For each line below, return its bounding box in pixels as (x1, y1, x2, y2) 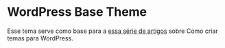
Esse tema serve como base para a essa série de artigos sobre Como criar (7, 27, 218, 35)
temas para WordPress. (7, 34, 73, 42)
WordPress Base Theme (7, 4, 147, 20)
